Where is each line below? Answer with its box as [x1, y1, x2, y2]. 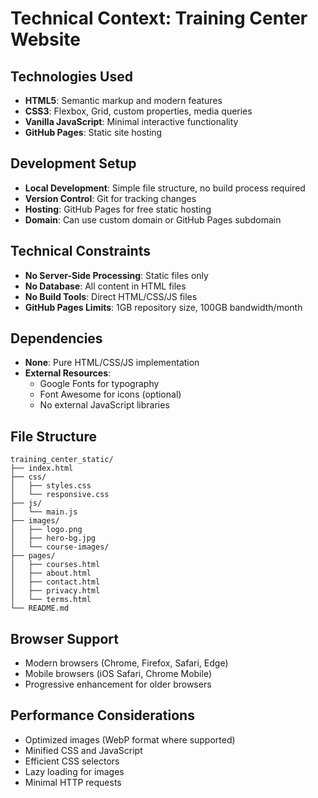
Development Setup [10, 155, 137, 172]
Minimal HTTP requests [24, 776, 122, 788]
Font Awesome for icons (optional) [39, 388, 182, 401]
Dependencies [10, 330, 103, 347]
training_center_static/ [10, 455, 114, 465]
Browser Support [10, 630, 120, 647]
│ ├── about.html [10, 568, 92, 579]
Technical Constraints [10, 243, 151, 260]
